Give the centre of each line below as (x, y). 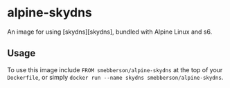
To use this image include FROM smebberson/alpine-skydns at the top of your (115, 69)
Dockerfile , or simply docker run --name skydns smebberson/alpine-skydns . (115, 77)
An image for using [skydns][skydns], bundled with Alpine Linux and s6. (110, 32)
